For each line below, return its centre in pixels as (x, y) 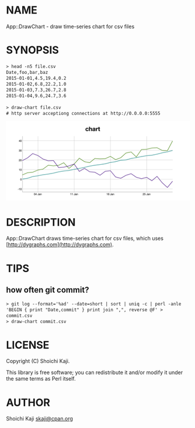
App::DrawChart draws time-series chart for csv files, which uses (85, 239)
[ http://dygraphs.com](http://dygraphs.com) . (60, 244)
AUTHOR (28, 402)
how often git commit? (48, 290)
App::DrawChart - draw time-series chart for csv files (70, 26)
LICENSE (28, 345)
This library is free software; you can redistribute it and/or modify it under (95, 372)
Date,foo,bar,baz (27, 72)
